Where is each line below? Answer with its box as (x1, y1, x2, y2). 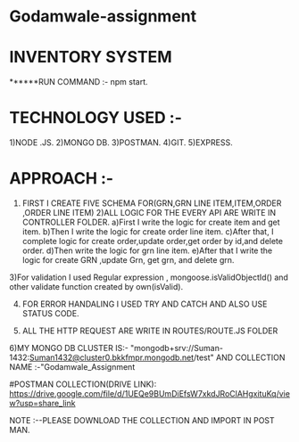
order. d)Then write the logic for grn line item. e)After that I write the (21, 245, 273, 256)
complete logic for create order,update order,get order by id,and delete (21, 236, 284, 246)
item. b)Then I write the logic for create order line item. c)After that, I (21, 226, 274, 237)
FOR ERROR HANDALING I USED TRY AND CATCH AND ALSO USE (21, 299, 268, 309)
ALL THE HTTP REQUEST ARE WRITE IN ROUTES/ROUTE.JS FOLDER (21, 325, 278, 336)
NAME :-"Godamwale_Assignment (9, 362, 136, 372)
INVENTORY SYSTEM (9, 47, 172, 68)
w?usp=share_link (9, 398, 76, 408)
